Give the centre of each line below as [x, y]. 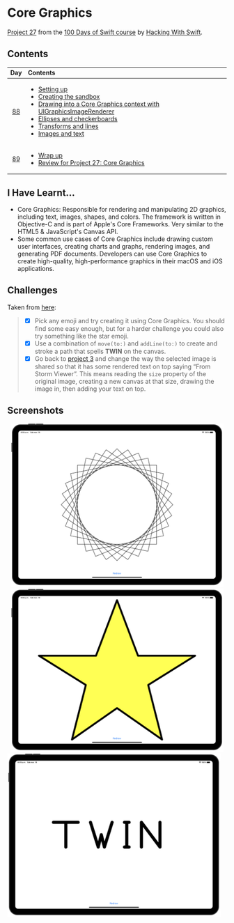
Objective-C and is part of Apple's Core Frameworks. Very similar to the [120, 224]
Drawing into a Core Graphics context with [99, 104]
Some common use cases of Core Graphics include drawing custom [115, 239]
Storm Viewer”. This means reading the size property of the [120, 374]
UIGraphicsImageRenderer [76, 111]
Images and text [61, 133]
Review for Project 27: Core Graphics [91, 162]
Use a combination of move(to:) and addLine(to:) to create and [126, 343]
